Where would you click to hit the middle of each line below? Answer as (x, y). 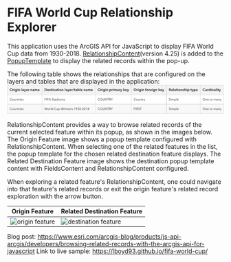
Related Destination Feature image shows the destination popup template (111, 161)
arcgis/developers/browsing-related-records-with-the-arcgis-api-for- (106, 244)
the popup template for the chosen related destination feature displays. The (114, 154)
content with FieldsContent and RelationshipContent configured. (98, 168)
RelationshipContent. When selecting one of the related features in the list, (112, 146)
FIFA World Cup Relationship (90, 13)
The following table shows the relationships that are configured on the (106, 74)
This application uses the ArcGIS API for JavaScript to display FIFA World (111, 46)
